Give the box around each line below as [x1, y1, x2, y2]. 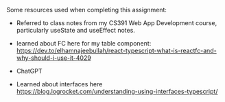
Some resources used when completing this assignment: [6, 6, 167, 14]
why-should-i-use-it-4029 [16, 54, 92, 62]
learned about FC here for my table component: [16, 39, 152, 47]
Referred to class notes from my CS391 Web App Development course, [16, 19, 217, 27]
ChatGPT [16, 67, 43, 75]
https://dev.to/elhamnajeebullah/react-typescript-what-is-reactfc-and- [16, 47, 217, 54]
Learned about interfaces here [16, 80, 103, 88]
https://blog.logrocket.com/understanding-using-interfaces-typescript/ [16, 88, 218, 95]
